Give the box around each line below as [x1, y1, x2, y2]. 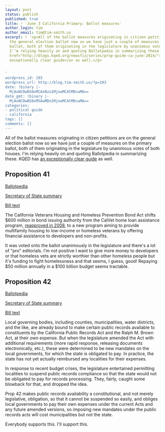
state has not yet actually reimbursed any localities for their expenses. [5, 356, 147, 362]
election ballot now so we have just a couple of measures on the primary [5, 140, 152, 146]
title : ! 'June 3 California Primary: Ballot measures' [5, 21, 122, 26]
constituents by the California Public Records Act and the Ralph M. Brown [5, 330, 154, 336]
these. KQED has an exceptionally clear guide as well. [5, 156, 114, 162]
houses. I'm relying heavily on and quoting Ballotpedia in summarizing [5, 150, 147, 156]
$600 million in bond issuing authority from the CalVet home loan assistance [5, 217, 160, 223]
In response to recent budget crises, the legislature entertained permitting [5, 365, 155, 371]
